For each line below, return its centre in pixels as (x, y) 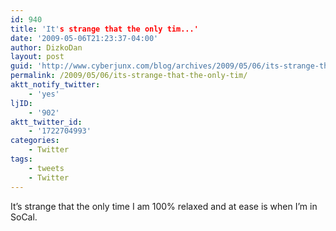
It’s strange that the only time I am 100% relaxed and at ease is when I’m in (164, 206)
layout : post (37, 57)
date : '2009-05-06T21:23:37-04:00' (84, 38)
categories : (35, 141)
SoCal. (24, 217)
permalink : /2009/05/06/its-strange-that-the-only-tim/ (129, 76)
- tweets (46, 168)
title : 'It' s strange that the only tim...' (104, 29)
